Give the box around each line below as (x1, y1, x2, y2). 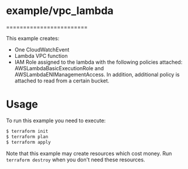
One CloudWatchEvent (14, 46, 70, 53)
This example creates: (6, 35, 60, 42)
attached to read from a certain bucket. (14, 77, 110, 84)
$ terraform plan (6, 133, 49, 140)
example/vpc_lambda (6, 4, 114, 18)
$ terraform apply (6, 139, 51, 145)
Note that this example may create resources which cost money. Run (6, 150, 172, 157)
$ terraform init (6, 128, 49, 134)
